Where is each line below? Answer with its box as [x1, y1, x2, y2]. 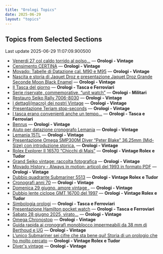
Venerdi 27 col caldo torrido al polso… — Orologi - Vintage [12, 58, 134, 64]
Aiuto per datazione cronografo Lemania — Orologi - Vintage [12, 127, 138, 132]
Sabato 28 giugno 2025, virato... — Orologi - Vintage [12, 211, 122, 217]
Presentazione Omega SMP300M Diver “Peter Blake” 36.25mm [12, 137, 142, 143]
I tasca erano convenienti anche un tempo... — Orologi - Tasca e [12, 111, 145, 117]
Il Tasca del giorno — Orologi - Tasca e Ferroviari [12, 84, 114, 90]
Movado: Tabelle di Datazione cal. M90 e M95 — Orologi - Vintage [12, 68, 150, 75]
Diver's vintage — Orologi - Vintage [12, 243, 86, 249]
